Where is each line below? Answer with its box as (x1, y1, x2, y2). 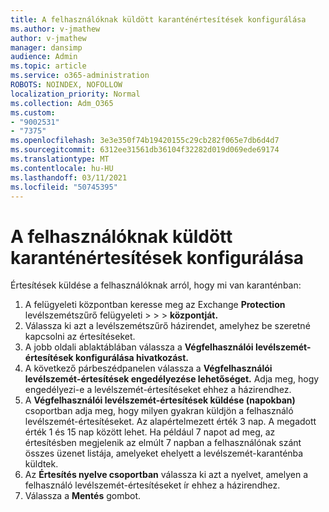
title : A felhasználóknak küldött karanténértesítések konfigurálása (10, 14, 307, 25)
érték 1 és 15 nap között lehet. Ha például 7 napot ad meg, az (24, 426, 276, 438)
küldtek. (24, 458, 59, 470)
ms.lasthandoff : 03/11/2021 (10, 172, 128, 183)
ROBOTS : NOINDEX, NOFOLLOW (10, 80, 123, 90)
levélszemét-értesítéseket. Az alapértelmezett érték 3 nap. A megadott (24, 416, 317, 428)
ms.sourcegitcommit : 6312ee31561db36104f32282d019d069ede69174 (10, 145, 280, 155)
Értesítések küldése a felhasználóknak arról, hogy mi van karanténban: (10, 279, 302, 291)
